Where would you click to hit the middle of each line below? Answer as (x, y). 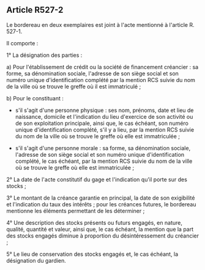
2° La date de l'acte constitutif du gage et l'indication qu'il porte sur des (97, 179)
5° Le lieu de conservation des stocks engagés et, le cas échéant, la (92, 254)
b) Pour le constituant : (35, 98)
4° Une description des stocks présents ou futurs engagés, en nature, (94, 222)
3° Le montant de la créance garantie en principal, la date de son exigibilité (101, 198)
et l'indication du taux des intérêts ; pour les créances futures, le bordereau (101, 204)
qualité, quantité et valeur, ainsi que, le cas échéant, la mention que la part (100, 229)
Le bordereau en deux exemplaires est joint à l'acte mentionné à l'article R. (100, 24)
